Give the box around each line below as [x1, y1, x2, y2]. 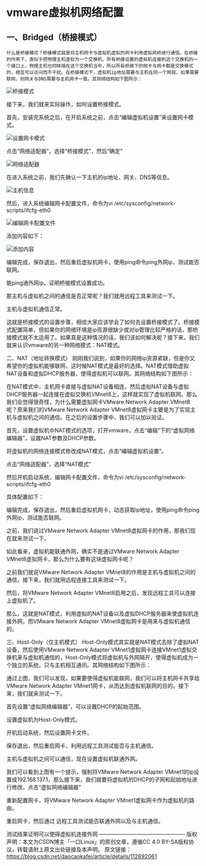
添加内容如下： [6, 232, 44, 240]
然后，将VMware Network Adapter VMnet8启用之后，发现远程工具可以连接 [6, 589, 196, 596]
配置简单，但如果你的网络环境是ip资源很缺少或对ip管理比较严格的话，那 [11, 326, 193, 333]
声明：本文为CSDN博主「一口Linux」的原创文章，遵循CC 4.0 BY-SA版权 [6, 838, 189, 845]
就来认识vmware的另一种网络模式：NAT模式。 [6, 342, 124, 348]
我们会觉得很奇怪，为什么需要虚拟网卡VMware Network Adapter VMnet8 [6, 398, 191, 406]
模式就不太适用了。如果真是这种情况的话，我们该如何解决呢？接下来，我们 [11, 334, 200, 341]
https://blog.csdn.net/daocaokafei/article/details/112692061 [6, 852, 158, 860]
